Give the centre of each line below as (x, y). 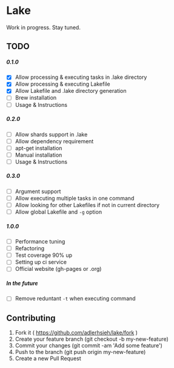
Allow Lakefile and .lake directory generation (71, 91)
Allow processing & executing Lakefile (62, 84)
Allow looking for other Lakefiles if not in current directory (87, 205)
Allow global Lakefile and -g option (58, 212)
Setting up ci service (41, 262)
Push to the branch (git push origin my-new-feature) (80, 352)
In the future (22, 283)
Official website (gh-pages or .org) (58, 269)
